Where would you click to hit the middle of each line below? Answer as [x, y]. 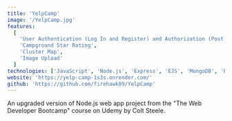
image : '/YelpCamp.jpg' [41, 20]
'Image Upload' [41, 58]
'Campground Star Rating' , [58, 45]
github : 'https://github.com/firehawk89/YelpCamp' [81, 84]
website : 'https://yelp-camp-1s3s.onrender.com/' [80, 77]
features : [21, 26]
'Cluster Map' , [41, 52]
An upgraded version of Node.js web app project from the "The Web [105, 103]
